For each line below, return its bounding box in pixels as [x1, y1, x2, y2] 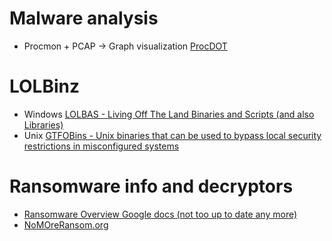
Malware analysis [9, 7, 159, 30]
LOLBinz [9, 75, 81, 98]
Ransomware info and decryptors [9, 175, 294, 198]
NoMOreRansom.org [23, 218, 109, 231]
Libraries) [23, 118, 64, 131]
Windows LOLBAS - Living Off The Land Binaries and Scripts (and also [23, 108, 315, 120]
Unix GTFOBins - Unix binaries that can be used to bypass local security [23, 129, 322, 141]
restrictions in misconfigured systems [23, 140, 180, 152]
